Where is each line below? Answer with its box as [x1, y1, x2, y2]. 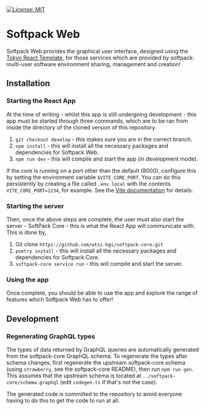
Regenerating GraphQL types [6, 332, 96, 340]
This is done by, [6, 229, 47, 236]
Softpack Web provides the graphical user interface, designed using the [6, 47, 188, 55]
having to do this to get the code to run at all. [6, 397, 120, 404]
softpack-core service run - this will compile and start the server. [15, 260, 183, 267]
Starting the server [6, 202, 64, 210]
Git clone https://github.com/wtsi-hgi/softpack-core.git [15, 240, 164, 248]
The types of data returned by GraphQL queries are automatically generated [6, 346, 199, 353]
